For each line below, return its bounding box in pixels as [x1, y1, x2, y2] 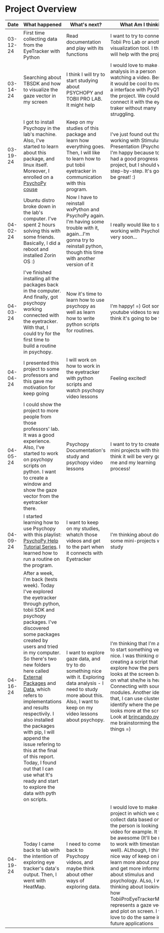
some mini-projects [110, 537, 156, 544]
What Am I [120, 21, 145, 28]
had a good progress [110, 155, 158, 162]
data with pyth [23, 790, 56, 797]
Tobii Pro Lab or [110, 38, 147, 45]
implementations [23, 698, 62, 705]
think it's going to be [110, 314, 157, 321]
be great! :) [110, 174, 136, 180]
